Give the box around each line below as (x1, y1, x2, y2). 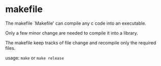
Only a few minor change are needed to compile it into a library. (5, 30, 138, 36)
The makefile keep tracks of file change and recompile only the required (5, 39, 156, 46)
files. (5, 45, 16, 51)
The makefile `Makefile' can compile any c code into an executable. (5, 20, 146, 26)
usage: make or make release (5, 54, 65, 61)
